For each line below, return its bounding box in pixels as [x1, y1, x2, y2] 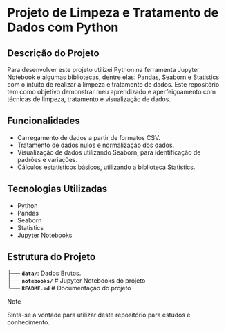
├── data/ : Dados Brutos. [7, 269, 82, 278]
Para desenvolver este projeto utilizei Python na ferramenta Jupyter [7, 66, 200, 73]
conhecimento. [7, 318, 50, 326]
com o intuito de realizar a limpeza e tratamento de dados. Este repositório [7, 80, 220, 88]
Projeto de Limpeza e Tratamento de [7, 5, 219, 21]
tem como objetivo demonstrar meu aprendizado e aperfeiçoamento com [7, 88, 216, 96]
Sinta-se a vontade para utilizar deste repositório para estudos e [7, 311, 191, 320]
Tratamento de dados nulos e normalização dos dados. [17, 141, 175, 149]
